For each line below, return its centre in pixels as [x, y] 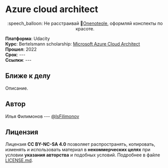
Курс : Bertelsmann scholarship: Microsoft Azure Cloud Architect [73, 44]
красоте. [85, 28]
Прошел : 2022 [21, 49]
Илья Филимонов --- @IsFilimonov [42, 116]
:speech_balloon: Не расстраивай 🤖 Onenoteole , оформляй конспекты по [85, 23]
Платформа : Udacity [28, 38]
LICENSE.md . [19, 160]
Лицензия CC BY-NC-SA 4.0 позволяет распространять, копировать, [80, 144]
